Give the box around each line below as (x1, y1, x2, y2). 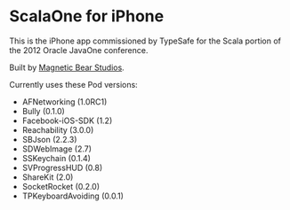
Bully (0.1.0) (21, 105, 65, 116)
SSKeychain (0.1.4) (21, 152, 92, 163)
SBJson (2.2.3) (21, 134, 77, 144)
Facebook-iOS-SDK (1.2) (21, 115, 113, 126)
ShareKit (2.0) (21, 171, 74, 183)
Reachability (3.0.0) (21, 124, 94, 135)
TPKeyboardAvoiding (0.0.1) (21, 191, 125, 201)
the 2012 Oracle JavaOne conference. (9, 44, 149, 55)
